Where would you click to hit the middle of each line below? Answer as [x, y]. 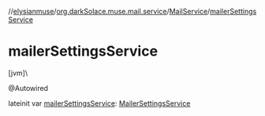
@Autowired [28, 88]
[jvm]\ [18, 73]
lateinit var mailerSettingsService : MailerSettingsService [99, 103]
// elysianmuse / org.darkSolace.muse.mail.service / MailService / [109, 11]
